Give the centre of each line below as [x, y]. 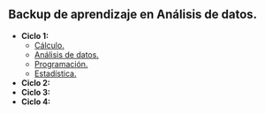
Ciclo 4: [36, 102]
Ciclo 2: [35, 82]
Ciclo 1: [35, 35]
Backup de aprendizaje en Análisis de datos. [133, 15]
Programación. [61, 64]
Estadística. [55, 73]
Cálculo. [49, 45]
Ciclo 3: [35, 92]
